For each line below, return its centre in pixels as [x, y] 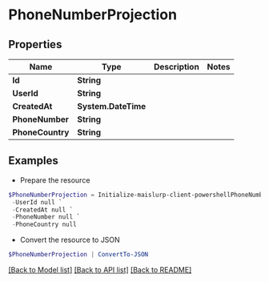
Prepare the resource [55, 180]
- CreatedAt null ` [42, 210]
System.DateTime [112, 106]
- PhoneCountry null [44, 225]
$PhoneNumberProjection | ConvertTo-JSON [78, 255]
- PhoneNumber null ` [46, 217]
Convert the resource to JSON [70, 240]
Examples [33, 161]
